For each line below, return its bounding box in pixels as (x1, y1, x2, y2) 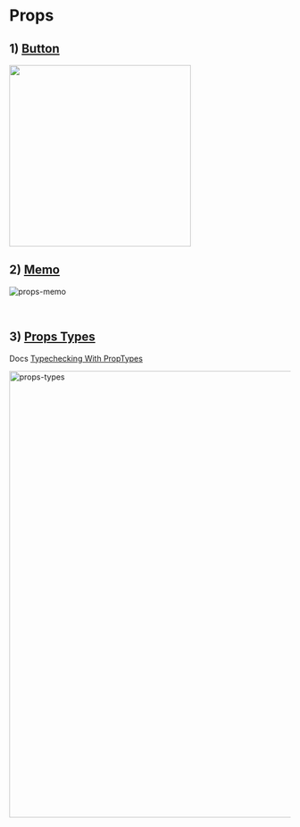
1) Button (9, 41, 60, 56)
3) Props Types (9, 330, 96, 345)
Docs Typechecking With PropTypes (9, 353, 143, 363)
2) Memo (9, 263, 61, 278)
